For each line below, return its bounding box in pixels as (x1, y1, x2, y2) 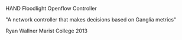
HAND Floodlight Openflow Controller (5, 5, 97, 12)
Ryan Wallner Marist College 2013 (5, 27, 88, 34)
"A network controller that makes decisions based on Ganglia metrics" (5, 16, 177, 23)
